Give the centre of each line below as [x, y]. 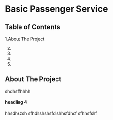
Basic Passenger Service [56, 9]
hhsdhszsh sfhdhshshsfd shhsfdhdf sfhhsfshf [51, 113]
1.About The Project [25, 39]
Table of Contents [33, 27]
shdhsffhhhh [18, 91]
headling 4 [16, 102]
